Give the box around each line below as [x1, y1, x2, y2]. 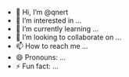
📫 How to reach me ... [15, 42, 88, 50]
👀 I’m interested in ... [15, 16, 82, 25]
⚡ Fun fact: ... [15, 61, 59, 71]
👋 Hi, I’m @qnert [15, 8, 69, 16]
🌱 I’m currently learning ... [15, 24, 99, 33]
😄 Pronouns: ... [15, 53, 66, 62]
